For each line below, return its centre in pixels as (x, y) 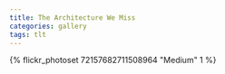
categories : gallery (49, 26)
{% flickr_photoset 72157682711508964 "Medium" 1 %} (113, 60)
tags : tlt (28, 34)
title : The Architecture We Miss (73, 18)
